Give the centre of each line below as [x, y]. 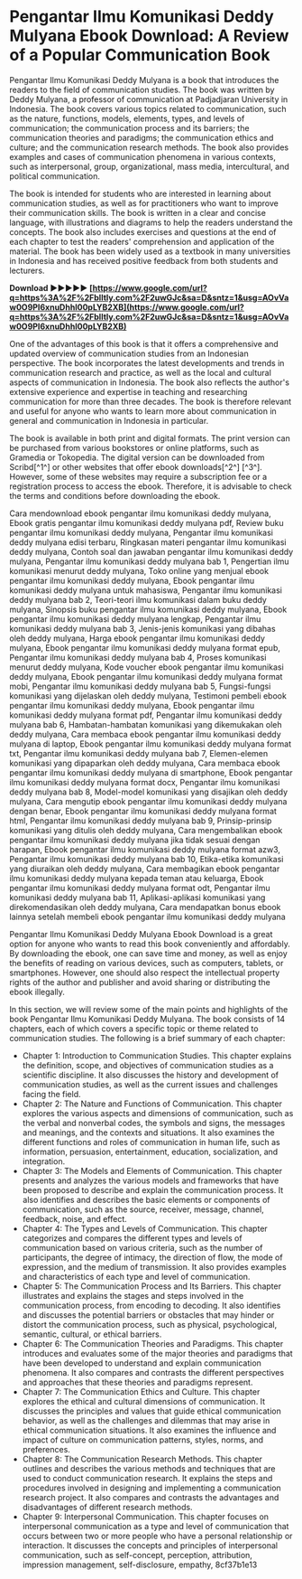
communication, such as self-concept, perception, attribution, [137, 1555]
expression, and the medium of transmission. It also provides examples [154, 1266]
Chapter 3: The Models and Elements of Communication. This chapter [152, 1170]
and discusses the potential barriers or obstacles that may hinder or [148, 1315]
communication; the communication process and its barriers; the [129, 127]
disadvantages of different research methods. [107, 1507]
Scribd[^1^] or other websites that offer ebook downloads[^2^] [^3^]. [136, 466]
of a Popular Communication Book [140, 55]
